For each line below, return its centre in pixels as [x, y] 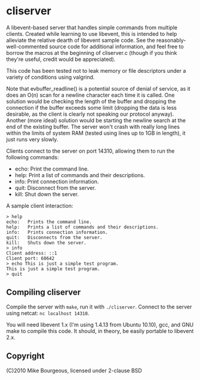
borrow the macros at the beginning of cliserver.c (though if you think [92, 52]
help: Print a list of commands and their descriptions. [80, 175]
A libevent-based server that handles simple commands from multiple [92, 27]
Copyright [25, 356]
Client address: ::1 [32, 253]
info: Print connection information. [57, 181]
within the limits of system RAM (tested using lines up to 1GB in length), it [96, 133]
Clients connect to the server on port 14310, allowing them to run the [90, 151]
